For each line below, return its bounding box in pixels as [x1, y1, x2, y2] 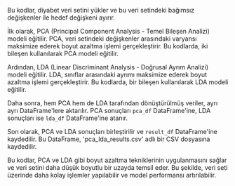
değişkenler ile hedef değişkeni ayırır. [7, 13, 116, 22]
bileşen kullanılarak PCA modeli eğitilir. [7, 49, 119, 58]
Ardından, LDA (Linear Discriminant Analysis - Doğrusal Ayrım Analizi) [7, 63, 209, 71]
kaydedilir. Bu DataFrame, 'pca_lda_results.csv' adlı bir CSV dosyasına [7, 135, 210, 143]
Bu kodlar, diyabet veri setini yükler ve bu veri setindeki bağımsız [7, 6, 195, 14]
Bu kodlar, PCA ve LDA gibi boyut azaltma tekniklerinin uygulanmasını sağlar [7, 156, 227, 164]
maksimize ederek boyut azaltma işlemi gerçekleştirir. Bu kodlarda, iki [7, 42, 208, 50]
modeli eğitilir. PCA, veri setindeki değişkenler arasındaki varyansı [7, 34, 197, 43]
